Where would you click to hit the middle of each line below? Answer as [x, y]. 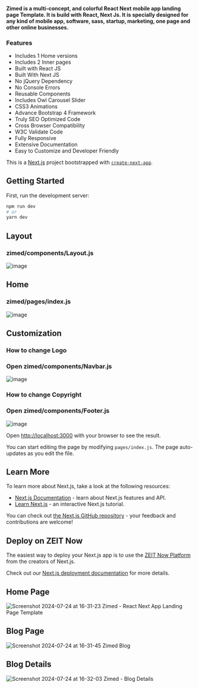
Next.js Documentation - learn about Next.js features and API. [90, 498]
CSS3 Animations [36, 106]
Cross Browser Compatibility [50, 125]
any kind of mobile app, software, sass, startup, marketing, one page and [98, 21]
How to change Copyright [44, 395]
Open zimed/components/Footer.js [58, 411]
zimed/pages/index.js [39, 302]
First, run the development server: [48, 195]
